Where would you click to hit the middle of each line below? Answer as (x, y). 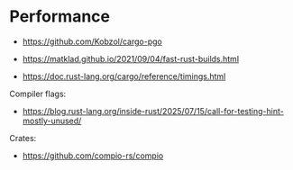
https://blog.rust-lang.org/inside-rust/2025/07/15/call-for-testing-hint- (153, 111)
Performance (60, 17)
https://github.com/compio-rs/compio (93, 156)
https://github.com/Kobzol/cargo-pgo (92, 41)
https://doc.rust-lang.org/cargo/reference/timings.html (124, 76)
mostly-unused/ (52, 121)
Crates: (23, 138)
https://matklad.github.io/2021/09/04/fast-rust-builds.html (131, 58)
